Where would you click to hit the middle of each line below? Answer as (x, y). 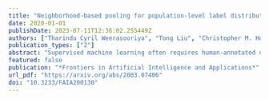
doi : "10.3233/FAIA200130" (53, 82)
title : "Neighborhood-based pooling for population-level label (118, 16)
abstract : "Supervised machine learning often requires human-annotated (132, 53)
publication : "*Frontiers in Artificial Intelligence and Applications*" (134, 68)
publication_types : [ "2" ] (51, 46)
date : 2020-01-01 (37, 23)
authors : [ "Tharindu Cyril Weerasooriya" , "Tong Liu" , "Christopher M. (130, 38)
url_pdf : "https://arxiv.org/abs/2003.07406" (85, 75)
